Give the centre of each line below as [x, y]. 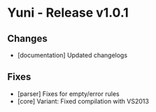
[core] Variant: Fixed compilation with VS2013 [83, 101]
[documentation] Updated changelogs [72, 55]
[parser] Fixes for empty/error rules [69, 94]
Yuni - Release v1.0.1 [68, 13]
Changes [27, 39]
